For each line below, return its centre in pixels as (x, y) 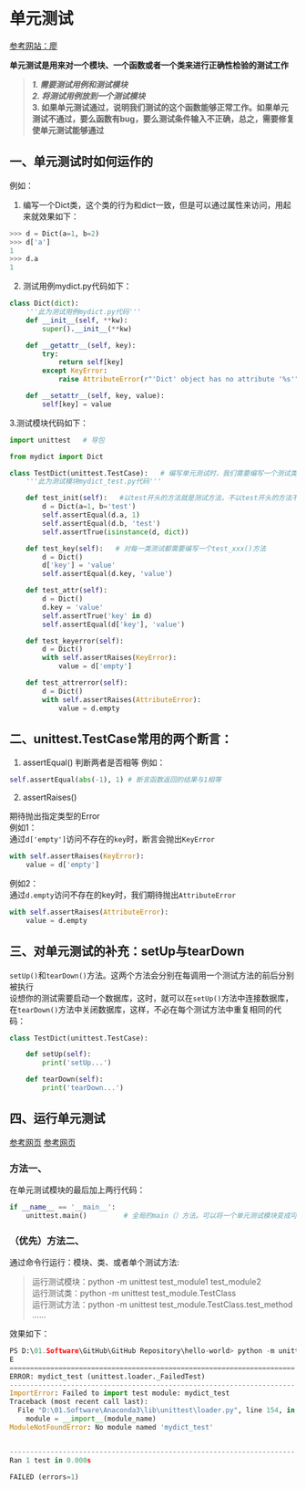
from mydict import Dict (56, 456)
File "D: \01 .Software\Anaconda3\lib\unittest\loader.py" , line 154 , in (157, 1410)
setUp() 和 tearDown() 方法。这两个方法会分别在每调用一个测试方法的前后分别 (152, 975)
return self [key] (91, 362)
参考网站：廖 (33, 46)
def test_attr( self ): (66, 591)
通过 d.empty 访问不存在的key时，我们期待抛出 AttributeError (123, 895)
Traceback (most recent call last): (79, 1402)
